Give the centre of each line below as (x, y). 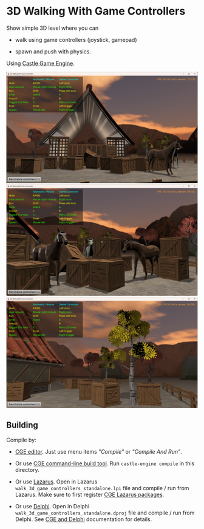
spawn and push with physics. (53, 51)
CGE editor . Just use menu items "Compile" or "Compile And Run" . (98, 451)
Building (22, 425)
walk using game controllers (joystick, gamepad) (76, 39)
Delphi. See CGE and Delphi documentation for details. (83, 519)
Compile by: (21, 440)
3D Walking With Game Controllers (96, 11)
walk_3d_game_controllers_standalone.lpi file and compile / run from (102, 488)
